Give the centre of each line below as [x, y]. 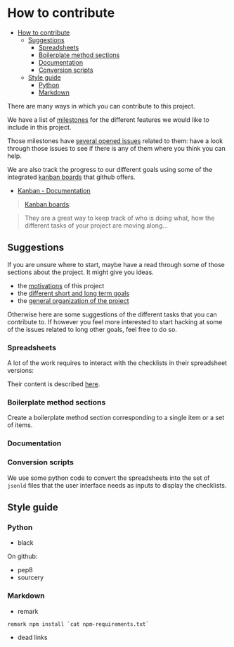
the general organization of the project [73, 300]
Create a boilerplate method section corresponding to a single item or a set [116, 418]
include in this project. [39, 127]
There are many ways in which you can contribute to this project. [101, 106]
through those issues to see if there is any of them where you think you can [117, 148]
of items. [20, 425]
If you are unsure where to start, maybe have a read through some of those [116, 264]
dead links [32, 637]
